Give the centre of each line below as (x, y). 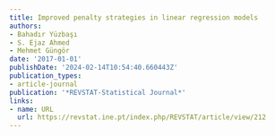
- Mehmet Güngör (39, 51)
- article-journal (43, 84)
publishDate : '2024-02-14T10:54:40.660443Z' (94, 68)
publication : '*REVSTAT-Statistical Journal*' (98, 92)
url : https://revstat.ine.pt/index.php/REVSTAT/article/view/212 (142, 117)
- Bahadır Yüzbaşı (43, 34)
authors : (26, 26)
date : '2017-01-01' (46, 59)
